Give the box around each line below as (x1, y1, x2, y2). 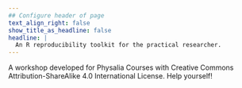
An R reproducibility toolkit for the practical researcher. (15, 41, 222, 49)
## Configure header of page (8, 11, 105, 20)
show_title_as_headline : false (8, 26, 112, 34)
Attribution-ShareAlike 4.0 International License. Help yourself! (8, 71, 213, 81)
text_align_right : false (8, 19, 90, 27)
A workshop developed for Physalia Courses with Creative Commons (8, 63, 234, 72)
